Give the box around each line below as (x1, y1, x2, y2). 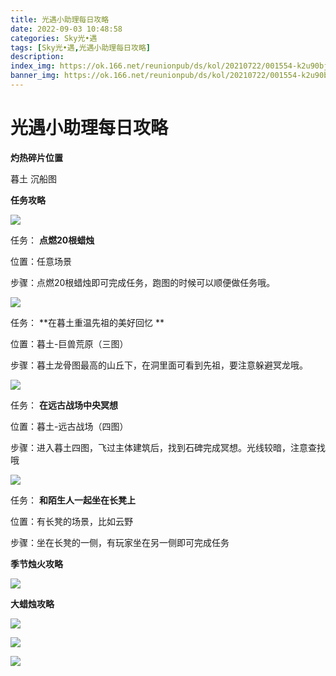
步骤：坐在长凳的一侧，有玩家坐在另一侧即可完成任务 (10, 536, 230, 548)
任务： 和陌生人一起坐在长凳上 (10, 494, 136, 506)
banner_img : (10, 71, 60, 81)
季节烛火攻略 (10, 557, 63, 570)
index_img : (10, 61, 56, 71)
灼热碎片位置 (10, 151, 63, 163)
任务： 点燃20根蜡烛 (10, 234, 95, 246)
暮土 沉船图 (10, 172, 57, 185)
